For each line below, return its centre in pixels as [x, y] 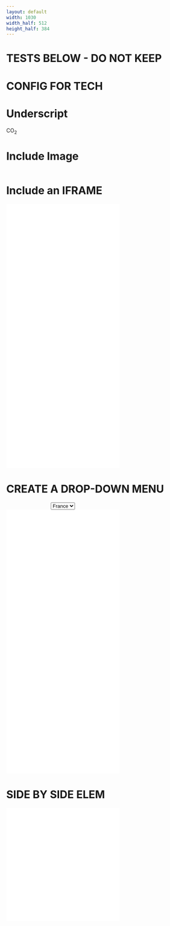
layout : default [27, 12]
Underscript [37, 114]
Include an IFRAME [54, 191]
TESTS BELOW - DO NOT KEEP [84, 58]
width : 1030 [21, 17]
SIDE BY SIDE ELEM [56, 795]
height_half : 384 [28, 29]
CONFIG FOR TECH [55, 86]
